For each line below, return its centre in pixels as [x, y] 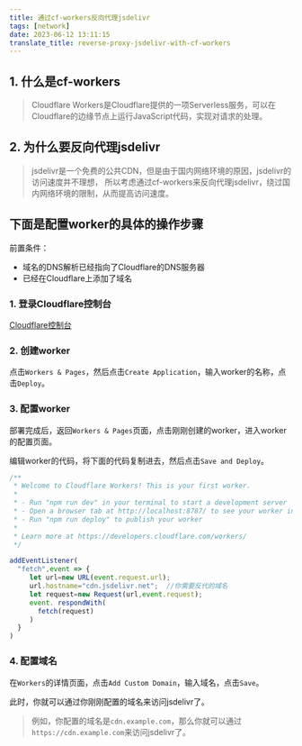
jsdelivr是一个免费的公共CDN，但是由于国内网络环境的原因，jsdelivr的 [161, 170]
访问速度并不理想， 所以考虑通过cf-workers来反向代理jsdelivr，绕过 [157, 182]
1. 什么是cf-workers [65, 82]
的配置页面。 [33, 441]
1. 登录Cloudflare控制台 [61, 304]
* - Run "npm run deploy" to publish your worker [108, 519]
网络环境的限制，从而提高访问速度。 [106, 193]
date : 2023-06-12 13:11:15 [60, 34]
